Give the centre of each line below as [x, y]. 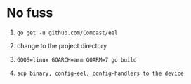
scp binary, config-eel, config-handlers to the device [100, 73]
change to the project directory [62, 45]
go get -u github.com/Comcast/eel [67, 33]
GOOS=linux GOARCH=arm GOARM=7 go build [77, 60]
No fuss [30, 13]
